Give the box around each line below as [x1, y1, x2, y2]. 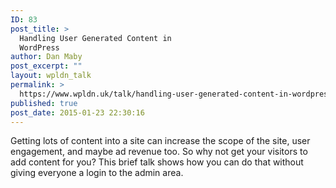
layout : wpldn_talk [10, 71, 92, 81]
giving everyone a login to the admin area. [10, 167, 184, 179]
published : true [10, 98, 78, 108]
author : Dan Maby [10, 52, 83, 62]
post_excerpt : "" [10, 61, 83, 71]
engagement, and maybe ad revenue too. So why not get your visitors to [10, 146, 308, 158]
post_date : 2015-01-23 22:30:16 [10, 107, 145, 118]
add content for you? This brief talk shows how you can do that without [10, 156, 304, 168]
